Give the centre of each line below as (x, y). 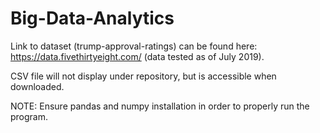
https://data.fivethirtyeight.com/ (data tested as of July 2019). (137, 56)
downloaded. (37, 86)
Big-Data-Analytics (92, 18)
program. (29, 116)
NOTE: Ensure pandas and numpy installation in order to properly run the (160, 106)
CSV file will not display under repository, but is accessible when (143, 76)
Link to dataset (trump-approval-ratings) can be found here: (134, 46)
